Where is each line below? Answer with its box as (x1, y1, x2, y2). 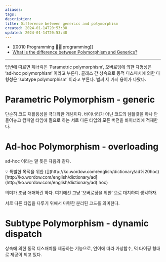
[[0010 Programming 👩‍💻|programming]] (12, 44, 93, 50)
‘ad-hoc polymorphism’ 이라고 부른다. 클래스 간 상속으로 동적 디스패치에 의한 (5, 70, 155, 76)
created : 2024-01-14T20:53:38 (5, 26, 68, 31)
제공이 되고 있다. (10, 251, 42, 258)
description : (5, 16, 32, 21)
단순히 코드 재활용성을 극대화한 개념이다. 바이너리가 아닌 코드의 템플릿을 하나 (5, 111, 153, 117)
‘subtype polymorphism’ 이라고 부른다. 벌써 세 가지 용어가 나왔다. (18, 76, 147, 82)
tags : (5, 12, 16, 17)
